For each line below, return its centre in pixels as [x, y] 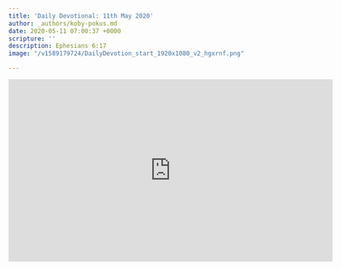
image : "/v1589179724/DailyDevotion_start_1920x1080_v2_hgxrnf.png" [126, 53]
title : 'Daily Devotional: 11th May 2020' [81, 16]
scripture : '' [32, 38]
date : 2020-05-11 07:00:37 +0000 [65, 31]
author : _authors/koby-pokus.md [63, 23]
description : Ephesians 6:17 [58, 46]
